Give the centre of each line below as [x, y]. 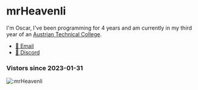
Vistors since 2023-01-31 [45, 68]
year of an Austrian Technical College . [54, 34]
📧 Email [25, 46]
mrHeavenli [36, 11]
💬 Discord [27, 52]
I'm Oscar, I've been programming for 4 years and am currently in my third [99, 28]
